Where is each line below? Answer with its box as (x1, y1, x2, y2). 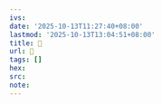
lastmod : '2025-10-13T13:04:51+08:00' (9, 30, 156, 39)
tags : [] (9, 55, 43, 64)
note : (9, 80, 30, 90)
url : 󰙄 (9, 47, 34, 56)
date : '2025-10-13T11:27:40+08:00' (9, 22, 144, 31)
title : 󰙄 (9, 38, 43, 48)
